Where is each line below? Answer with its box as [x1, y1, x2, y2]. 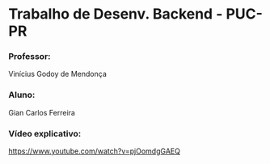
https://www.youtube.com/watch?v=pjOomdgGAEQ [8, 146, 180, 156]
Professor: [8, 51, 51, 62]
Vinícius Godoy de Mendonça [8, 69, 108, 79]
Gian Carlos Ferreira [8, 107, 75, 117]
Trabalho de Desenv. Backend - [8, 5, 223, 23]
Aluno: [8, 90, 36, 101]
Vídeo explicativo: [8, 128, 82, 139]
